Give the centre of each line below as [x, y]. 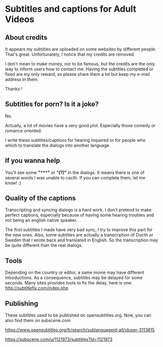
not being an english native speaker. [41, 220]
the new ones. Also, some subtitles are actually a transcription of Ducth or [79, 235]
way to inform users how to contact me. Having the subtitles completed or [79, 69]
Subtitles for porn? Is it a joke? [52, 104]
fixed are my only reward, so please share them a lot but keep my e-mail [77, 74]
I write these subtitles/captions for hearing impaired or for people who [75, 140]
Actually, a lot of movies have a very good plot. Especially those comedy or [80, 125]
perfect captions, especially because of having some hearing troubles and [80, 215]
